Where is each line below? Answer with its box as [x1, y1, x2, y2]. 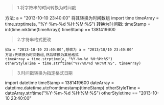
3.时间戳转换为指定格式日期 [17, 70, 73, 76]
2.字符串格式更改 [17, 36, 51, 42]
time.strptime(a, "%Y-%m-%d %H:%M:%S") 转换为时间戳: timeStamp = [5, 21, 151, 27]
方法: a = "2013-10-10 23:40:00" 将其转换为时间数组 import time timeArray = [5, 15, 159, 21]
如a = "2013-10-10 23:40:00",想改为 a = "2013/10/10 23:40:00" [5, 47, 134, 52]
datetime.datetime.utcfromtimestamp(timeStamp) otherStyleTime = [5, 85, 141, 90]
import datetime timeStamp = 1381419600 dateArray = [5, 80, 114, 86]
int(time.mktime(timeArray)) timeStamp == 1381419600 [5, 27, 116, 32]
